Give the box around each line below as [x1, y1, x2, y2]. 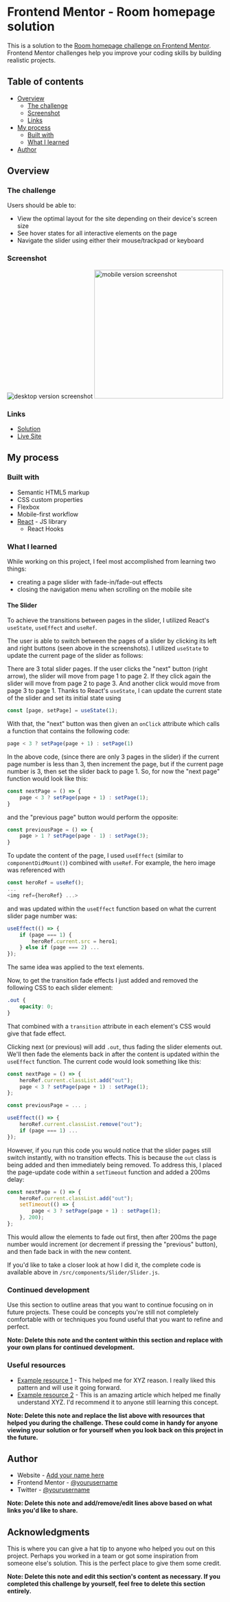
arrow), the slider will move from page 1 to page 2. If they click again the [7, 672, 211, 680]
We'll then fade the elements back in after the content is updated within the [7, 1050, 220, 1058]
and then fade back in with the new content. [7, 1247, 132, 1255]
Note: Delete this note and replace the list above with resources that [7, 1411, 205, 1419]
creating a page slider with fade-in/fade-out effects [16, 578, 163, 586]
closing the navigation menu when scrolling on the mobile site [16, 585, 192, 594]
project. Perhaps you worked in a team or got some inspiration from [7, 1552, 199, 1560]
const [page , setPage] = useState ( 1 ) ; [7, 707, 118, 714]
